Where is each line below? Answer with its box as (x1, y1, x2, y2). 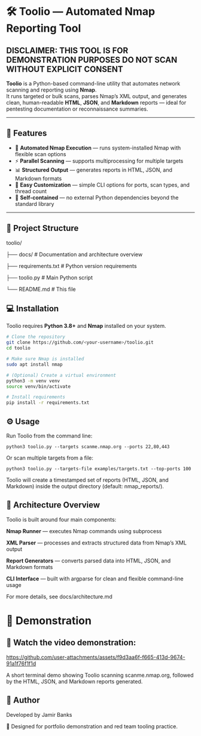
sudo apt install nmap (6, 361, 63, 367)
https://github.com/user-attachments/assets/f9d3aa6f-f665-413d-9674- (6, 653, 185, 661)
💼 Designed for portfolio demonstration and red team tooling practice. (6, 722, 178, 730)
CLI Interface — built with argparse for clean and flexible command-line (6, 575, 184, 582)
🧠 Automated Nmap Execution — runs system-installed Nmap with (14, 144, 181, 151)
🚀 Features (6, 128, 47, 138)
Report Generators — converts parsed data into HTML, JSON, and (6, 557, 171, 564)
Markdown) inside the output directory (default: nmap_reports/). (6, 483, 165, 489)
